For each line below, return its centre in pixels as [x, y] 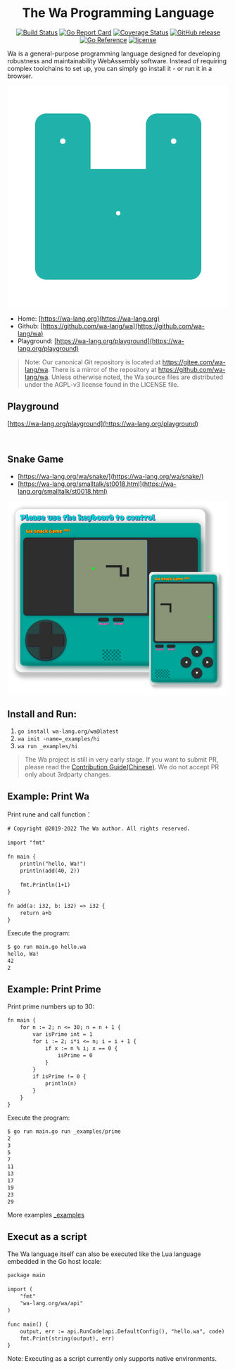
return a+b [36, 913]
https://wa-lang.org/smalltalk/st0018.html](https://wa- [99, 484]
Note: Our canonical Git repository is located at [93, 362]
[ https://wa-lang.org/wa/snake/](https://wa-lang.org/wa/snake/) [110, 476]
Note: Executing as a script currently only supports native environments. [112, 1358]
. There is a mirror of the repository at [102, 369]
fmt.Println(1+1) [45, 885]
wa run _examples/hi [47, 747]
